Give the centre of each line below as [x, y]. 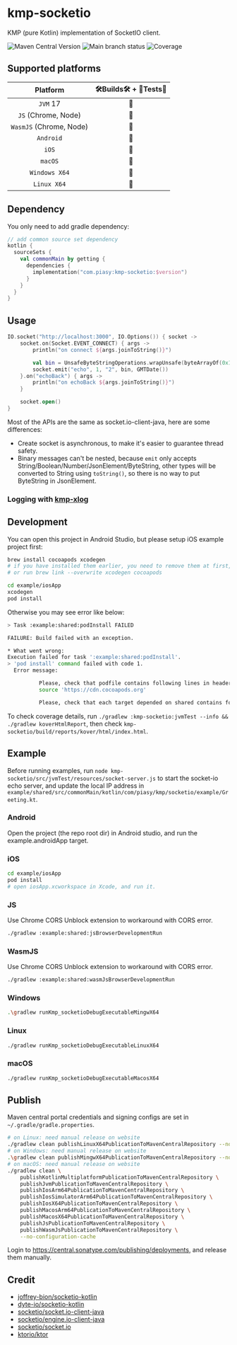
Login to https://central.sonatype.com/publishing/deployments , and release [117, 1250]
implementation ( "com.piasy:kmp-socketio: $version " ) [110, 272]
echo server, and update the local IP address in [76, 785]
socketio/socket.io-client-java [61, 1312]
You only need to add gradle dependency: [68, 226]
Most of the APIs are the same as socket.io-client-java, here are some [109, 422]
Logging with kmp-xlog [48, 499]
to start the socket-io [188, 778]
